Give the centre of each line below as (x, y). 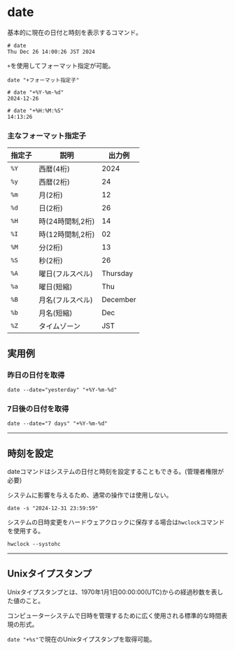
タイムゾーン (59, 326)
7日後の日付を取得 (38, 408)
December (119, 300)
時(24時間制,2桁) (67, 222)
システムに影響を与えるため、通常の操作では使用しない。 (90, 495)
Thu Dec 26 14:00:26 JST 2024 (51, 52)
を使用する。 (26, 531)
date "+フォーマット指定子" (43, 80)
